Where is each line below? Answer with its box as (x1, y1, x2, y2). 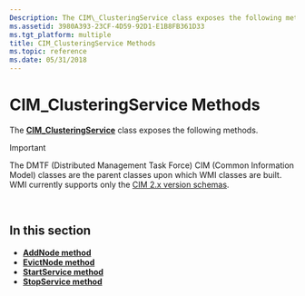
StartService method (22, 266, 104, 277)
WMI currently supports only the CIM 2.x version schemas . (9, 179, 230, 190)
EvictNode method (22, 256, 95, 268)
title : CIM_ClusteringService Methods (9, 38, 156, 48)
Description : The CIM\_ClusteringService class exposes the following (9, 13, 282, 23)
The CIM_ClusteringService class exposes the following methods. (9, 124, 259, 135)
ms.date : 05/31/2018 (9, 55, 88, 64)
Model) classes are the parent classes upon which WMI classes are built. (9, 169, 282, 180)
